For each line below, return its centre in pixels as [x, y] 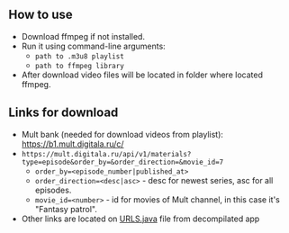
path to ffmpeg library [80, 66]
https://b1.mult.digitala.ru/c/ [72, 144]
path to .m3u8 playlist [80, 56]
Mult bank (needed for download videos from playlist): [122, 134]
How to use [41, 15]
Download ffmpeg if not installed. [83, 36]
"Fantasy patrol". [66, 209]
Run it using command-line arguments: [93, 46]
